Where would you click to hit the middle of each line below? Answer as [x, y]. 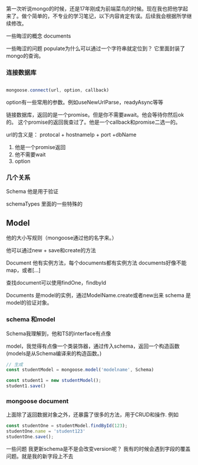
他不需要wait [30, 154]
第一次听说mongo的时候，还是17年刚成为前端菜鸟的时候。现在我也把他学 [95, 9]
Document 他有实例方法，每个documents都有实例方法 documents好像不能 [96, 263]
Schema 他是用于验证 [32, 192]
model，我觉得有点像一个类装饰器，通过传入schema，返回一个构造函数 [93, 346]
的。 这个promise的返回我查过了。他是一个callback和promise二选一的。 [93, 122]
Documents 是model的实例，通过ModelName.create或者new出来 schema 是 [99, 295]
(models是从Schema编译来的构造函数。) [54, 353]
